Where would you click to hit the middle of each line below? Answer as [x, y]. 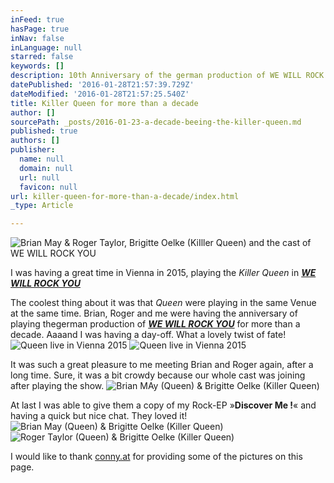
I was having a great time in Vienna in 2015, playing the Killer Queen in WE [163, 273]
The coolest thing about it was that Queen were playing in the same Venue [163, 303]
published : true [44, 131]
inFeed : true [37, 19]
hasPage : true [40, 29]
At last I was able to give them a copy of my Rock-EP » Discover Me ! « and [163, 405]
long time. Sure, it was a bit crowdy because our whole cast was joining [158, 375]
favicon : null [48, 187]
